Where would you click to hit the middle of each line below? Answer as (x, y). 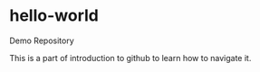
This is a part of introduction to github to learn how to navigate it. (130, 58)
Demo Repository (42, 40)
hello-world (54, 16)
